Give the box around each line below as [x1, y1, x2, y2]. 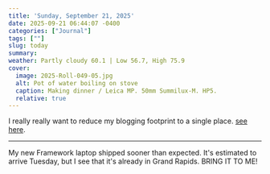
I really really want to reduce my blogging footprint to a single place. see [8, 116, 247, 126]
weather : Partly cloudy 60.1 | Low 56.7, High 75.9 [8, 57, 185, 65]
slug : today [8, 42, 48, 50]
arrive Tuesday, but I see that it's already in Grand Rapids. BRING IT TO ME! [8, 156, 259, 166]
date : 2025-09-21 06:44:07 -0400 [8, 19, 121, 27]
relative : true [15, 94, 67, 102]
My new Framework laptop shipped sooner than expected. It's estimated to [8, 148, 257, 158]
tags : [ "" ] [8, 34, 45, 43]
